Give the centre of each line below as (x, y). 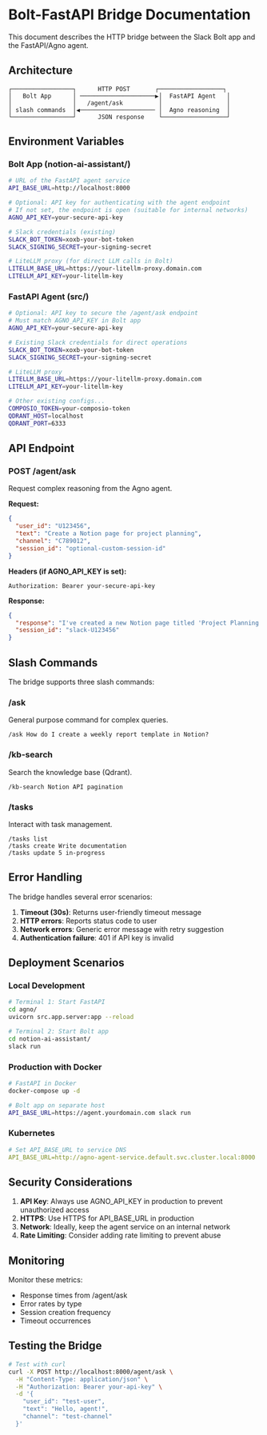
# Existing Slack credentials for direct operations (98, 342)
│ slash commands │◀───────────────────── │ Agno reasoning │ (119, 110)
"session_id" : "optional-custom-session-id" (91, 548)
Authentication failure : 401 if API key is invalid (97, 937)
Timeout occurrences (56, 1321)
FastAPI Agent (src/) (49, 296)
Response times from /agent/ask (74, 1295)
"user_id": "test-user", (64, 1401)
